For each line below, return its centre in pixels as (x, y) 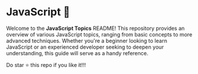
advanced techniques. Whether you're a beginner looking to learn (87, 41)
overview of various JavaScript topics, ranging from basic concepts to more (99, 34)
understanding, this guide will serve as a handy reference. (77, 53)
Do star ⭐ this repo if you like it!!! (46, 65)
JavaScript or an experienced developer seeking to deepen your (85, 47)
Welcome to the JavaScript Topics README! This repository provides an (95, 28)
